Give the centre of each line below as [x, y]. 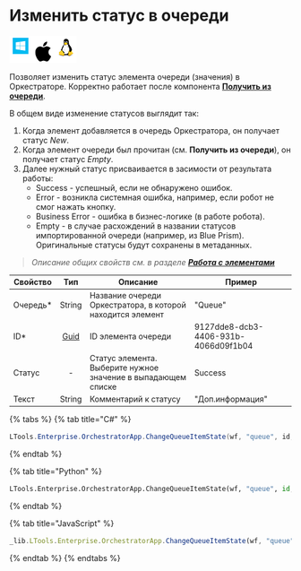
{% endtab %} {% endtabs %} [65, 558]
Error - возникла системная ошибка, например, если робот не [155, 197]
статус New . [46, 140]
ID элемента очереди [130, 336]
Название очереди [125, 295]
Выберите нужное [124, 368]
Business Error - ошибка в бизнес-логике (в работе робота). [150, 216]
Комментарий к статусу [135, 399]
